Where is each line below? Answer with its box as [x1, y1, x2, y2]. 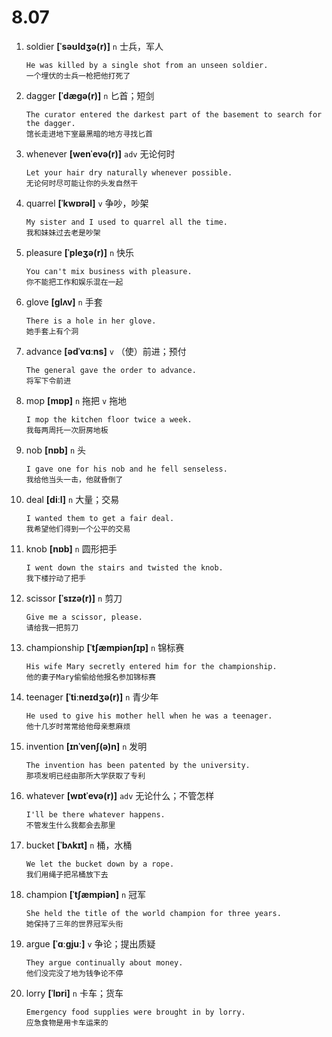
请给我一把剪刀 [25, 622, 79, 633]
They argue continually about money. [25, 957, 184, 968]
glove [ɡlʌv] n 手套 [25, 296, 103, 308]
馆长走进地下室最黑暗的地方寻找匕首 [25, 129, 153, 139]
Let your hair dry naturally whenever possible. [25, 167, 233, 178]
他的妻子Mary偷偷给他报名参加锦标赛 [25, 672, 156, 682]
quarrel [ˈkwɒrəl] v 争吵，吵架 [25, 197, 149, 209]
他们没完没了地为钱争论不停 [25, 968, 124, 978]
